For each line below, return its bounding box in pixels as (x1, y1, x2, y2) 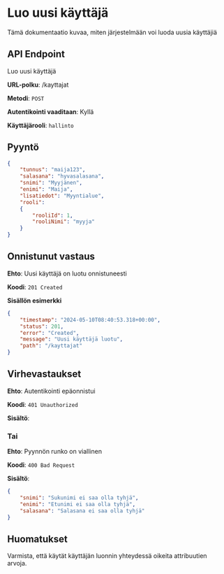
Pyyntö (7, 141, 40, 153)
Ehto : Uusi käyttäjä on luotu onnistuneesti (7, 269, 127, 278)
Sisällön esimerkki (7, 296, 62, 305)
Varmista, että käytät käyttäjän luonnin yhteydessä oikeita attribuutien (7, 552, 207, 560)
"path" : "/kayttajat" (20, 343, 82, 350)
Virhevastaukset (7, 368, 82, 380)
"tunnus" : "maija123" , (20, 166, 86, 173)
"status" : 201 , (20, 323, 64, 330)
